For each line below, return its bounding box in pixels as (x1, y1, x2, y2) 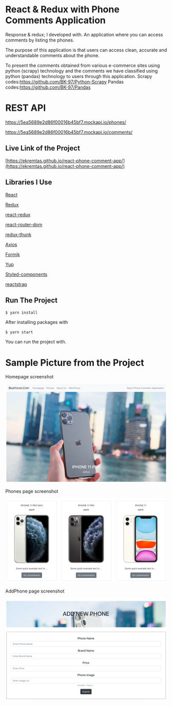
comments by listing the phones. (5, 37, 74, 43)
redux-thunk (5, 231, 32, 237)
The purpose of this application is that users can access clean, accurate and (5, 47, 167, 53)
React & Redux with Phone (5, 4, 120, 15)
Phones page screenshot (5, 488, 59, 494)
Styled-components (5, 271, 48, 277)
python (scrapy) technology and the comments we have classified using (5, 68, 158, 74)
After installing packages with (5, 319, 68, 326)
